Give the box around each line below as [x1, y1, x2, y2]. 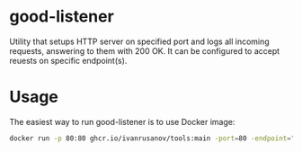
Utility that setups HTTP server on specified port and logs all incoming [9, 36, 270, 47]
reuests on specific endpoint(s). [9, 55, 128, 66]
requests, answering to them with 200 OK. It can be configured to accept [9, 45, 280, 56]
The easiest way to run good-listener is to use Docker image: [9, 116, 235, 127]
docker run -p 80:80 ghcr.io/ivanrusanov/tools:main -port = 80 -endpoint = [9, 133, 292, 143]
